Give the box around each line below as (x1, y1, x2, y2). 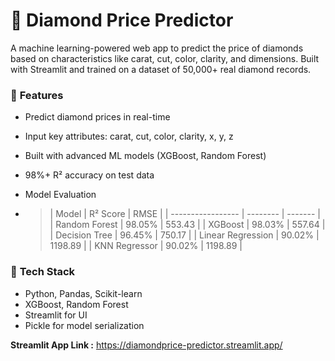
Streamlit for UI (24, 309, 88, 321)
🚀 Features (10, 88, 64, 102)
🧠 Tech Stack (10, 265, 76, 279)
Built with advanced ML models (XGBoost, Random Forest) (24, 150, 267, 162)
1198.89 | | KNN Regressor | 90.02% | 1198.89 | (49, 240, 243, 252)
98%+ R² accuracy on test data (24, 169, 155, 181)
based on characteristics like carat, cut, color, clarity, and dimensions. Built (10, 52, 320, 64)
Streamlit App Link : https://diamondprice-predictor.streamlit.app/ (10, 339, 283, 351)
